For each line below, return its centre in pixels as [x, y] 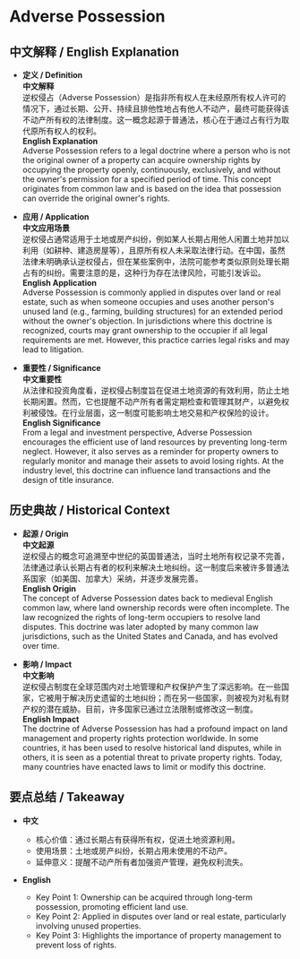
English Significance [61, 423]
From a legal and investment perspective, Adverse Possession [137, 432]
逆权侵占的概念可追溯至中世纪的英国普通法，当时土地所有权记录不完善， [155, 556]
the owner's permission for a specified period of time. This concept [146, 179]
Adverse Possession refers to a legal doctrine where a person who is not [156, 151]
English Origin [49, 588]
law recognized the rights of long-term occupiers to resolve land [141, 617]
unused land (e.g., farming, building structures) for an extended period [153, 311]
